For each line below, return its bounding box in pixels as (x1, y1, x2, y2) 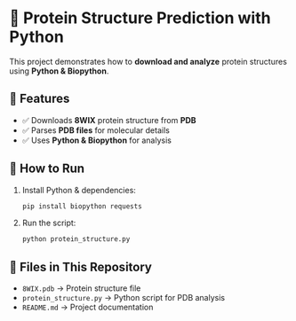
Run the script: (21, 217, 76, 229)
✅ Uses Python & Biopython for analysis (21, 135, 172, 145)
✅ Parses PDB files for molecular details (21, 124, 171, 136)
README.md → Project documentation (21, 301, 154, 313)
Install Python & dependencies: (21, 184, 136, 195)
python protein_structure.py (21, 235, 131, 244)
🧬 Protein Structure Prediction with (9, 8, 271, 28)
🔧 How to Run (9, 161, 85, 176)
